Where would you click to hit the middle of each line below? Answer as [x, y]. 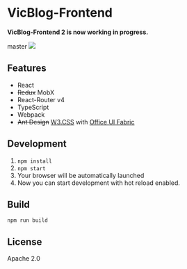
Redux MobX [35, 92]
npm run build [28, 220]
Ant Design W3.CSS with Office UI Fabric [76, 122]
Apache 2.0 [24, 259]
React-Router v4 [41, 99]
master [17, 46]
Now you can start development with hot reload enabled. [99, 183]
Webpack [31, 114]
